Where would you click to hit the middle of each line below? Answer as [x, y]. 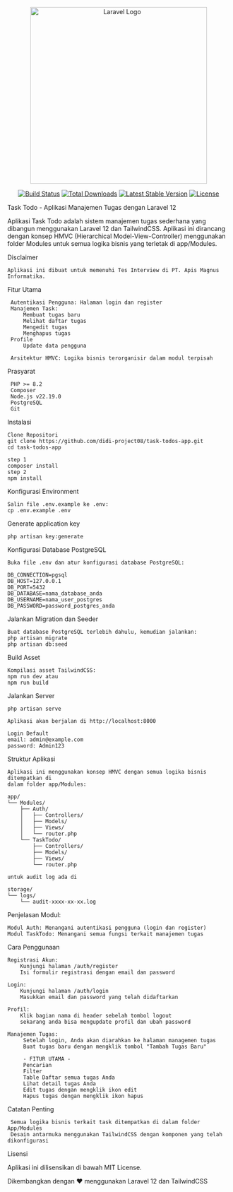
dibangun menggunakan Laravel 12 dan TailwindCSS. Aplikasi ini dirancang [116, 229]
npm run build [28, 683]
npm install [25, 478]
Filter [32, 1071]
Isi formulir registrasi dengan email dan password [97, 972]
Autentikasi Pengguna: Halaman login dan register [86, 302]
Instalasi [19, 422]
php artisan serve [34, 709]
